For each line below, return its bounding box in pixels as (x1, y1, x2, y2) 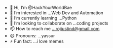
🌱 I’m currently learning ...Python (9, 15, 77, 21)
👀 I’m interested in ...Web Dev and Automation (9, 10, 104, 16)
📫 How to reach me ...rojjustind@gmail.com (9, 26, 100, 31)
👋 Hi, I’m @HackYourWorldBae (9, 5, 72, 10)
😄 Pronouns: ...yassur (9, 33, 55, 39)
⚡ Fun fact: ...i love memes (9, 38, 64, 44)
